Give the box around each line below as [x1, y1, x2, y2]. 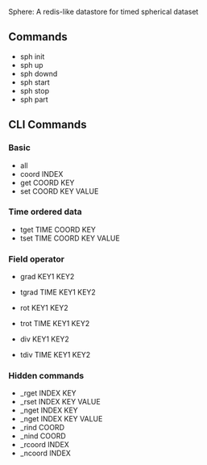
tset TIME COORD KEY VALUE [19, 233, 121, 243]
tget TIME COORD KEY [19, 224, 97, 234]
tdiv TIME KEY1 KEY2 [19, 350, 91, 360]
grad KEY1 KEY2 [19, 272, 75, 282]
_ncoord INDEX [19, 448, 71, 459]
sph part [19, 94, 48, 104]
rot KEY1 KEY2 [19, 303, 68, 313]
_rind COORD [19, 423, 64, 433]
